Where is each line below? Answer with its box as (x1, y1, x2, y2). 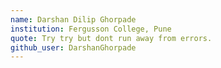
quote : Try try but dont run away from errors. (10, 33, 213, 43)
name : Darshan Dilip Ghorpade (10, 14, 137, 25)
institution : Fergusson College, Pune (10, 24, 172, 34)
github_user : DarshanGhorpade (10, 42, 137, 53)
